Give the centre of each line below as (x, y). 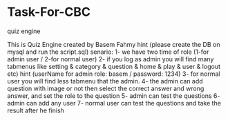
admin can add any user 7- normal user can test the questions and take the (114, 103)
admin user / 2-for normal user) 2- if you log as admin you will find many (111, 59)
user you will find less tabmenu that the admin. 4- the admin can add (105, 81)
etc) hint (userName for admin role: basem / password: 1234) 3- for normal (114, 74)
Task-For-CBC (49, 12)
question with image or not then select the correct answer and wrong (106, 88)
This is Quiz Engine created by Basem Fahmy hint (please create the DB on (114, 44)
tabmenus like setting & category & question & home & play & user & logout (114, 66)
